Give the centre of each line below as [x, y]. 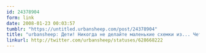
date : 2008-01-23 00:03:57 [41, 23]
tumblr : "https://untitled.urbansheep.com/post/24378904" [82, 29]
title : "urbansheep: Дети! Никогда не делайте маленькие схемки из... [98, 35]
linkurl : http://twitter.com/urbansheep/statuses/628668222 [85, 40]
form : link [20, 18]
